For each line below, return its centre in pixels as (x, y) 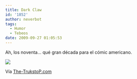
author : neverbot (24, 19)
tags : (11, 24)
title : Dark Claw (24, 10)
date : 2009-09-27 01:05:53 (34, 38)
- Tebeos (19, 33)
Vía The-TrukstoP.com (29, 71)
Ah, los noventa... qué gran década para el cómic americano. (69, 52)
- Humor (18, 29)
